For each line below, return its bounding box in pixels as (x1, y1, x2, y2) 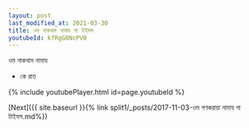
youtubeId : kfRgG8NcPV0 (8, 33, 88, 42)
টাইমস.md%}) (8, 112, 48, 122)
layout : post (8, 11, 52, 20)
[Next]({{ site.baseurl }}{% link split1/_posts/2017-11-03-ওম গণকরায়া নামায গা (8, 103, 241, 112)
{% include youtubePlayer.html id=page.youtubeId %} (8, 87, 185, 97)
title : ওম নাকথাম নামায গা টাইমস (8, 26, 94, 34)
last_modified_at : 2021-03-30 (8, 19, 109, 27)
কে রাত (19, 72, 37, 81)
